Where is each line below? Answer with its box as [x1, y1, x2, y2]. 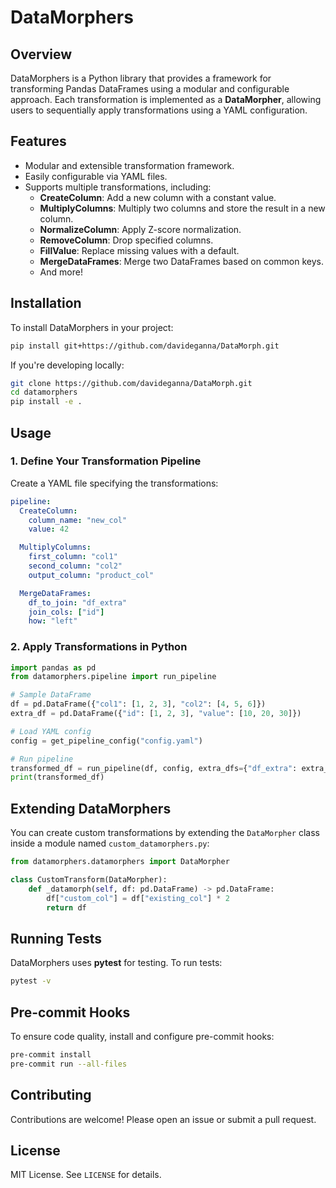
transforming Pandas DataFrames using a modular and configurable [10, 83, 290, 95]
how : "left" [28, 616, 78, 626]
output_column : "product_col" [28, 570, 155, 580]
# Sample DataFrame [10, 690, 92, 700]
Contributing [10, 1087, 92, 1104]
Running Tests [10, 930, 102, 947]
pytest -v [10, 976, 52, 986]
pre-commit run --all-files [10, 1059, 128, 1069]
